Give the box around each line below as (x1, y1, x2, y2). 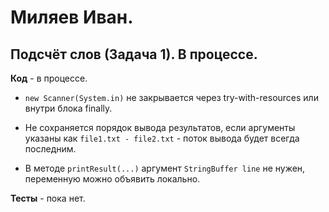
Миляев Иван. (10, 6, 134, 29)
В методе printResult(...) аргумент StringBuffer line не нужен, (24, 162, 306, 174)
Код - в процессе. (10, 72, 88, 84)
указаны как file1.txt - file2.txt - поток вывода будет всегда (24, 132, 300, 144)
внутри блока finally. (24, 102, 113, 114)
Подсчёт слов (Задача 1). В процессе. (10, 46, 258, 63)
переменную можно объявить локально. (24, 173, 201, 185)
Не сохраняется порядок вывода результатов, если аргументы (24, 122, 296, 133)
